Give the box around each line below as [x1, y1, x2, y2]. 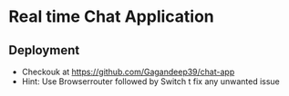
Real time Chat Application [8, 6, 215, 27]
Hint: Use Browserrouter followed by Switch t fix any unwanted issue [21, 76, 280, 87]
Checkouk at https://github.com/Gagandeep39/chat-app [21, 66, 235, 77]
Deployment [8, 43, 80, 58]
